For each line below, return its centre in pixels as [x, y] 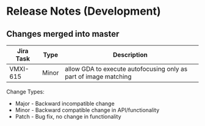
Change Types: [25, 92]
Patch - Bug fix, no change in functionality [68, 117]
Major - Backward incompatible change [65, 103]
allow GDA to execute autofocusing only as [126, 69]
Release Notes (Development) [84, 11]
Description [130, 55]
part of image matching [99, 76]
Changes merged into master [63, 34]
